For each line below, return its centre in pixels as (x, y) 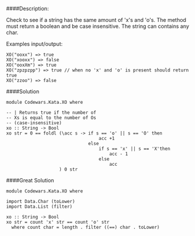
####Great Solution (30, 180)
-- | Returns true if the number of (51, 113)
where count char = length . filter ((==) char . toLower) (86, 227)
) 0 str (68, 169)
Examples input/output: (35, 44)
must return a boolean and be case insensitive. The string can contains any (98, 26)
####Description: (27, 9)
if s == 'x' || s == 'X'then (134, 149)
